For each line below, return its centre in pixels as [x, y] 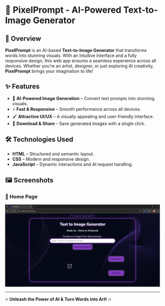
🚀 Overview [23, 38]
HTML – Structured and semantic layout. [53, 153]
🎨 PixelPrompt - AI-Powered [63, 10]
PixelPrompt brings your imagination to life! [49, 71]
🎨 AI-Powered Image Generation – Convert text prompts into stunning [83, 98]
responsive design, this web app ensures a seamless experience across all [81, 61]
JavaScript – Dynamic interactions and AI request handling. [72, 164]
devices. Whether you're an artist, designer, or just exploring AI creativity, [80, 66]
